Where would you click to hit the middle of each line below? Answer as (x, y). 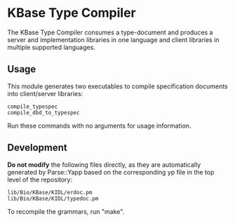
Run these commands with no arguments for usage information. (99, 126)
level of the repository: (40, 180)
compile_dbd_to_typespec (43, 113)
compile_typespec (33, 107)
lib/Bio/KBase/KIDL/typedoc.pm (53, 198)
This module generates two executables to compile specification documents (117, 86)
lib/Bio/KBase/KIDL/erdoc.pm (50, 192)
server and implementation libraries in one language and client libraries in (113, 39)
